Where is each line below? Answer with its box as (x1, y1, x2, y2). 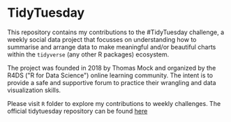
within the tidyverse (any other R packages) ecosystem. (7, 50, 170, 59)
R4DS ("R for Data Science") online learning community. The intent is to (7, 71, 214, 79)
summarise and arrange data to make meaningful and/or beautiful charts (7, 43, 216, 51)
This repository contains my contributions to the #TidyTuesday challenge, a (7, 28, 225, 36)
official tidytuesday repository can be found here (7, 107, 148, 115)
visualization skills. (7, 86, 61, 94)
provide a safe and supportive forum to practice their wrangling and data (7, 78, 216, 86)
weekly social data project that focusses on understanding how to (7, 35, 197, 43)
